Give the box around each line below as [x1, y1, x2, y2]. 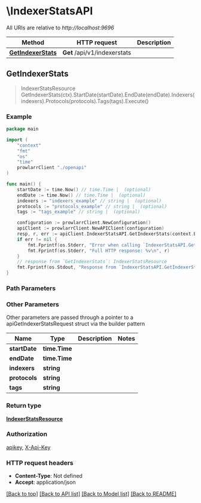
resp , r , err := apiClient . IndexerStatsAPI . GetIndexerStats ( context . [17, 231, 194, 237]
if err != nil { [17, 236, 58, 242]
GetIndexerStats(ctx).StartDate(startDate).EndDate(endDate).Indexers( [20, 91, 195, 98]
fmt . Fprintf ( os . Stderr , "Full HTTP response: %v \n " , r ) [28, 248, 170, 254]
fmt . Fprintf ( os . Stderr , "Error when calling [28, 242, 141, 248]
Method [22, 38, 45, 46]
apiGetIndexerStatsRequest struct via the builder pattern [6, 320, 145, 327]
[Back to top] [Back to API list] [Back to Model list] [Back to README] [6, 490, 176, 498]
